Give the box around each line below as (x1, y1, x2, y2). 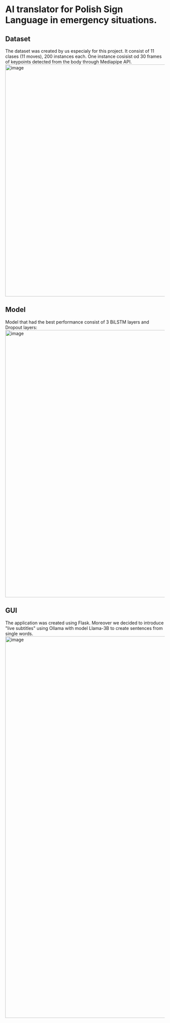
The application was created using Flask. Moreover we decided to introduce (5, 620, 164, 626)
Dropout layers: (5, 324, 37, 330)
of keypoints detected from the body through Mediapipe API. (5, 59, 132, 64)
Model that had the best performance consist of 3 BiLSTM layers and (5, 319, 149, 325)
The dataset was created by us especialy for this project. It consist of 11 (5, 48, 154, 54)
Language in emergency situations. (5, 14, 157, 26)
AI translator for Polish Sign (5, 4, 123, 15)
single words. (5, 630, 33, 637)
